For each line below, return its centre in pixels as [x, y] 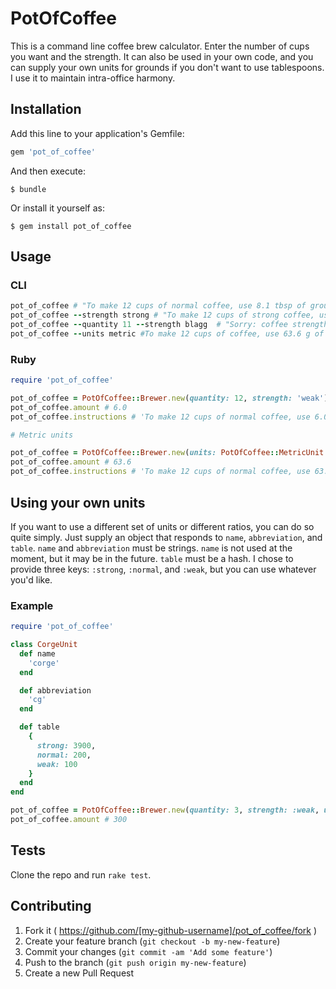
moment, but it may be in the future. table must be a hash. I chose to [152, 558]
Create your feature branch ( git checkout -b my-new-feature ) [152, 941]
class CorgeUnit [44, 645]
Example [32, 605]
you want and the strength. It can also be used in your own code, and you [162, 56]
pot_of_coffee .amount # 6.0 [69, 407]
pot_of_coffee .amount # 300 [69, 820]
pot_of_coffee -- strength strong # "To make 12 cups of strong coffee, [162, 315]
